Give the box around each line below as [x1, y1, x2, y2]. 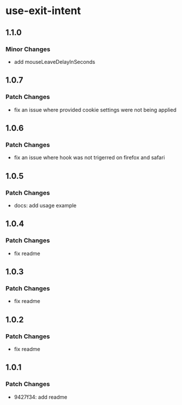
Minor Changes [5, 45, 50, 53]
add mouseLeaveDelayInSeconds [14, 58, 95, 65]
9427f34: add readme [14, 393, 68, 400]
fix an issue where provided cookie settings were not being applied [14, 106, 177, 113]
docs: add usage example [14, 202, 77, 209]
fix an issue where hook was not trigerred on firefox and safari [14, 154, 165, 161]
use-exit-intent [5, 4, 82, 18]
